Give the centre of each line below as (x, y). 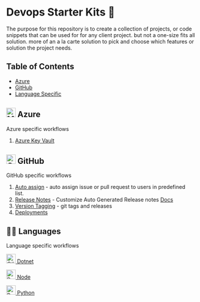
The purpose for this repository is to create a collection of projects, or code (99, 29)
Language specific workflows (43, 246)
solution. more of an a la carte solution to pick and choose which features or (100, 41)
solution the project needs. (39, 48)
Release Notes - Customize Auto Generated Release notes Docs (94, 200)
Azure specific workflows (38, 129)
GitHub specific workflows (39, 175)
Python (26, 293)
